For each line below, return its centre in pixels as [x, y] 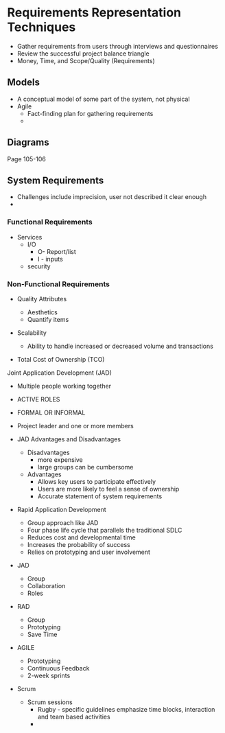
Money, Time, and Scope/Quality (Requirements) [86, 60]
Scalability [32, 333]
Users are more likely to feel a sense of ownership [108, 489]
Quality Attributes [42, 299]
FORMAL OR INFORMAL [51, 412]
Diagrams [28, 142]
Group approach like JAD [63, 522]
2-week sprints [49, 675]
